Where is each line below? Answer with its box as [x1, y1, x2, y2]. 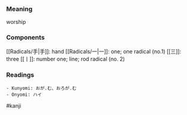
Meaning [6, 5, 33, 13]
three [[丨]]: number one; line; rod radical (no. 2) [6, 55, 125, 62]
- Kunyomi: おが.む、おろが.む [6, 85, 77, 91]
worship [6, 19, 26, 26]
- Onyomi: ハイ [6, 92, 42, 98]
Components [6, 34, 45, 42]
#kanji [6, 102, 22, 109]
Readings [6, 71, 35, 79]
